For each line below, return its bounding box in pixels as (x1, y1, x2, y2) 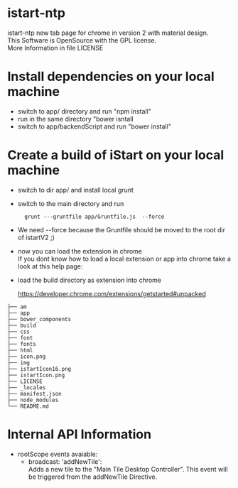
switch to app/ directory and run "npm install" (17, 107, 151, 115)
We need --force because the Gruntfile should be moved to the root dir (17, 225, 226, 234)
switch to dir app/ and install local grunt (17, 185, 134, 194)
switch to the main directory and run (17, 199, 124, 207)
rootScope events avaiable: (17, 450, 98, 458)
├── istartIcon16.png (7, 365, 72, 372)
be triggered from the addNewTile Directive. (28, 472, 158, 481)
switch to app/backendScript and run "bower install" (17, 122, 172, 131)
